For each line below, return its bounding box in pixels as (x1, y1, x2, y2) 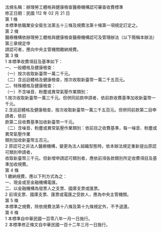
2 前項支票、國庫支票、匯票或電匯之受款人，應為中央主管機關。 (5, 191, 132, 197)
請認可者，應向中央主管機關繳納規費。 (5, 46, 81, 52)
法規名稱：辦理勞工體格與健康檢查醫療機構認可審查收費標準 (5, 4, 123, 10)
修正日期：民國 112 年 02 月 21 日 (5, 10, 70, 16)
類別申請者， (9, 149, 35, 155)
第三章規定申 (5, 41, 30, 46)
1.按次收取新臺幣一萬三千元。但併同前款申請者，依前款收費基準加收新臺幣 (5, 95, 152, 101)
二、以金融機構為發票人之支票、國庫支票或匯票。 (5, 186, 102, 191)
